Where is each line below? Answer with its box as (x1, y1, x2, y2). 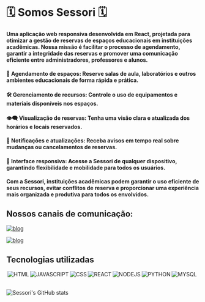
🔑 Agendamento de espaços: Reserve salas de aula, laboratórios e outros (6, 70, 196, 78)
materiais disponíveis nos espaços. (6, 100, 99, 107)
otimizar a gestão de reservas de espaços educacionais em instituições (6, 37, 193, 44)
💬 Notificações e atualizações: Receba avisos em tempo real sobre (6, 137, 179, 144)
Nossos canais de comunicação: (6, 208, 133, 219)
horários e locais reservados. (6, 123, 83, 130)
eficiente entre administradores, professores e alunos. (6, 56, 148, 64)
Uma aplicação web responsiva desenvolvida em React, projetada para (6, 30, 191, 37)
